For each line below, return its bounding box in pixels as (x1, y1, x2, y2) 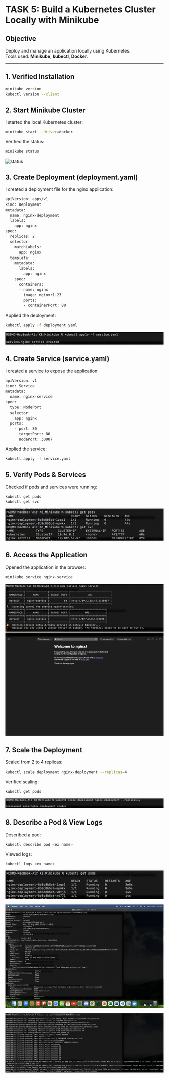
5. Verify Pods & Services (5, 471, 87, 479)
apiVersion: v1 (5, 378, 37, 383)
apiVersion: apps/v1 (5, 196, 49, 201)
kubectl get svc (5, 499, 39, 504)
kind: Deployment (5, 202, 42, 207)
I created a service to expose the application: (5, 368, 99, 374)
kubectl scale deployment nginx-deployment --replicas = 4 (5, 769, 127, 775)
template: (10, 255, 30, 261)
